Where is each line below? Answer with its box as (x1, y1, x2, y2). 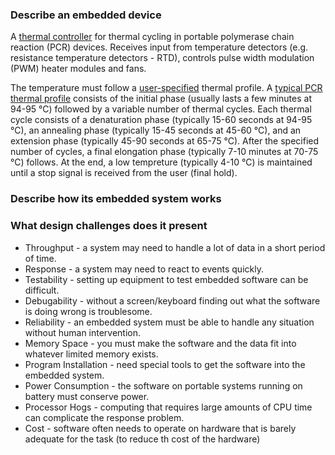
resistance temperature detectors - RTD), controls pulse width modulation (10, 52, 315, 64)
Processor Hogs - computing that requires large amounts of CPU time (24, 401, 313, 413)
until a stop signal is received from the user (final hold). (10, 167, 238, 179)
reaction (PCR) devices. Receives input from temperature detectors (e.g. (10, 41, 309, 53)
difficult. (24, 284, 60, 296)
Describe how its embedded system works (10, 192, 222, 206)
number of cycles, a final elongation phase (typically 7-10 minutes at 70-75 (10, 146, 319, 158)
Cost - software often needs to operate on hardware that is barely (24, 422, 297, 434)
